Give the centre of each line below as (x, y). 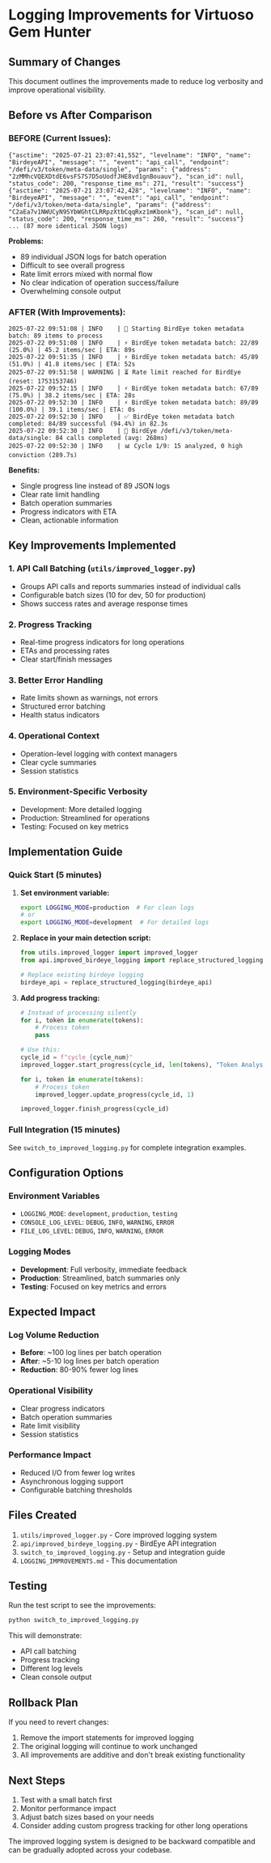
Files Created (42, 1516)
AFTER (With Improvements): (67, 311)
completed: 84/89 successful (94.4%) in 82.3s (88, 423)
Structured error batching (63, 706)
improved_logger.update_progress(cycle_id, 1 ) (115, 1095)
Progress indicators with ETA (68, 511)
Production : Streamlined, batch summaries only (100, 1278)
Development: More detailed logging (81, 809)
